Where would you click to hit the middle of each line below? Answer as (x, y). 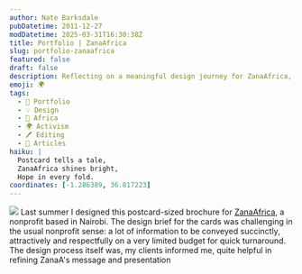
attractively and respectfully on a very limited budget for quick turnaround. (148, 241)
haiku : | (26, 151)
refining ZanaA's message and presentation (90, 260)
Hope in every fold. (56, 177)
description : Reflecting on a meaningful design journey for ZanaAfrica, (151, 77)
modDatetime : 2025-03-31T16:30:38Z (76, 34)
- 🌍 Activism (43, 127)
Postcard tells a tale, (62, 160)
